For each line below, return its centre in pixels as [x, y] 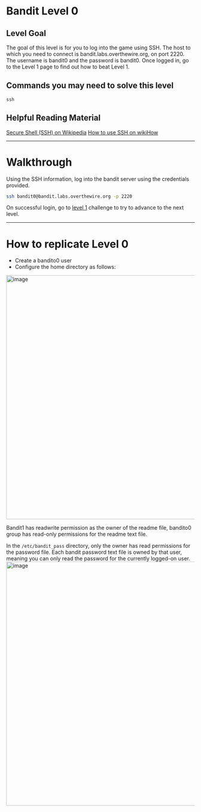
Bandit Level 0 [42, 11]
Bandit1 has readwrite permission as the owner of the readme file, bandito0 [99, 528]
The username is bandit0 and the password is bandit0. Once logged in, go [98, 60]
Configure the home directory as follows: [65, 267]
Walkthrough [39, 162]
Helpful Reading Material [53, 118]
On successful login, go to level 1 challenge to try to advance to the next [95, 208]
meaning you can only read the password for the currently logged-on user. [98, 559]
